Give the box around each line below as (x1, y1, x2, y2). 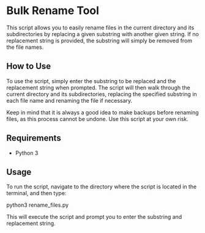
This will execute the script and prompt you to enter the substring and (6, 213, 182, 221)
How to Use (6, 61, 51, 72)
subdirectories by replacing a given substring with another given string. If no (6, 30, 199, 37)
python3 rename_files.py (6, 201, 69, 209)
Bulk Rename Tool (6, 4, 100, 18)
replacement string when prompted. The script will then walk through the (6, 84, 191, 91)
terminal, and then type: (6, 190, 67, 197)
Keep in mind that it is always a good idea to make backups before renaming (6, 108, 199, 116)
